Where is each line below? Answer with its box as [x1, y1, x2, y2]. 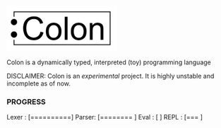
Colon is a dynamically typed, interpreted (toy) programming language [6, 58, 211, 66]
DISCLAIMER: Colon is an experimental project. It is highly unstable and [6, 72, 215, 81]
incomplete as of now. [6, 79, 71, 88]
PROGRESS [6, 97, 47, 107]
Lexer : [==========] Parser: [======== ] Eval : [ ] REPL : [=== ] [6, 113, 203, 122]
